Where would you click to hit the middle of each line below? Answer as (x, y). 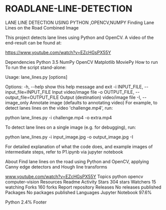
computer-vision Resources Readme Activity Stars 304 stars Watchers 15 (81, 182)
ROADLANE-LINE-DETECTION (69, 9)
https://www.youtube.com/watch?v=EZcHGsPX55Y (58, 52)
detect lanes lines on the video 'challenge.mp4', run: (59, 108)
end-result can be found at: (33, 42)
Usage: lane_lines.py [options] (36, 77)
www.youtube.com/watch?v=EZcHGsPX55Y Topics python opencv (74, 176)
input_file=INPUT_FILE (28, 92)
